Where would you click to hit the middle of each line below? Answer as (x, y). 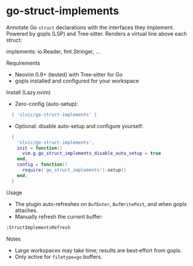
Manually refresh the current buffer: (59, 216)
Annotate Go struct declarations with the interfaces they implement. (90, 27)
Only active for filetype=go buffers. (58, 256)
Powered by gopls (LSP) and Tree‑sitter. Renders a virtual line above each (97, 33)
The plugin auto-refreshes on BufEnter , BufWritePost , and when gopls (101, 204)
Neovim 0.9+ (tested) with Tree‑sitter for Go (69, 74)
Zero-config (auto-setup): (46, 104)
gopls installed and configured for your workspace (77, 81)
